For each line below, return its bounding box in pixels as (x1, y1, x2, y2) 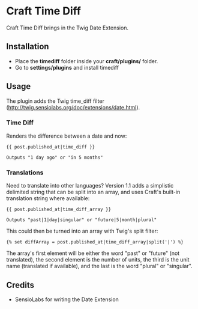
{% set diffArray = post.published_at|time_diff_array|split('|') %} (6, 239, 184, 245)
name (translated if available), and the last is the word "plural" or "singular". (6, 263, 193, 270)
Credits (6, 280, 35, 290)
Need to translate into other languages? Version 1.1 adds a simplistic (6, 182, 174, 189)
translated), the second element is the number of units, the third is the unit (6, 256, 190, 263)
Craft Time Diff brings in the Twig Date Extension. (6, 24, 129, 31)
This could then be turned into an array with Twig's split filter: (6, 227, 158, 235)
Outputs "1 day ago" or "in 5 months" (6, 154, 103, 161)
